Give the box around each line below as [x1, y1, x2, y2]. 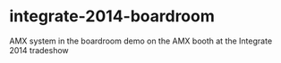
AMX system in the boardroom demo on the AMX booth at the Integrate [9, 35, 273, 46]
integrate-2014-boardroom [9, 6, 215, 27]
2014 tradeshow [9, 44, 69, 55]
